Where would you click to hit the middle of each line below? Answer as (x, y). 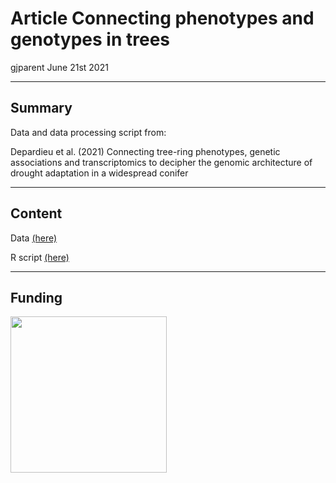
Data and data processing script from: (88, 132)
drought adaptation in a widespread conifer (99, 173)
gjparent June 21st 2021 (59, 67)
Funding (36, 297)
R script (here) (40, 257)
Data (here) (34, 238)
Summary (41, 108)
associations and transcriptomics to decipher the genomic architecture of (161, 162)
